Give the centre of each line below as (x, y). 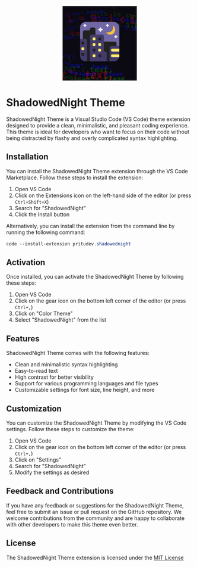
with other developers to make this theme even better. (72, 524)
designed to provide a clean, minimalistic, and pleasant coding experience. (98, 125)
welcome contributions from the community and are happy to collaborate (96, 518)
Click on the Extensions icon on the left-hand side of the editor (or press (103, 195)
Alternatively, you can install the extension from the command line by (90, 226)
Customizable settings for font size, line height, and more (85, 390)
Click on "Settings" (38, 460)
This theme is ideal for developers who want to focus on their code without (98, 132)
